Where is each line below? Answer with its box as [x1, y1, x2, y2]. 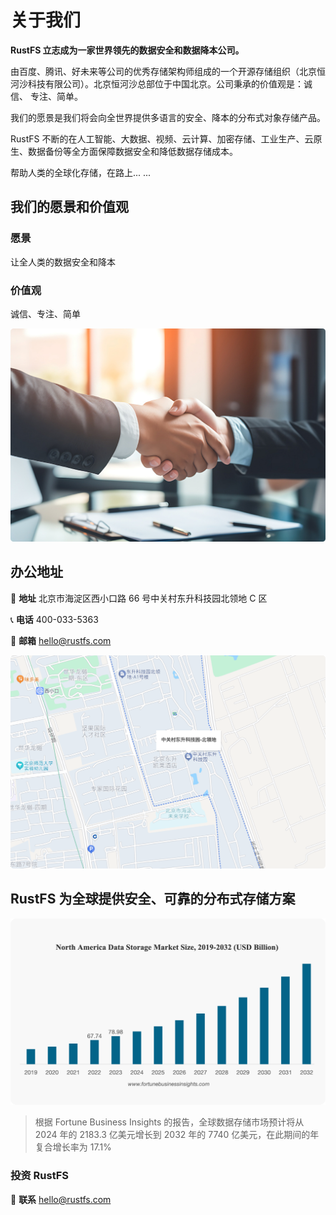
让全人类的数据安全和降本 [10, 256, 116, 268]
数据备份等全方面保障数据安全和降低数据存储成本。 [27, 145, 238, 157]
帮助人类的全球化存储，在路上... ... [10, 166, 152, 178]
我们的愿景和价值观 [10, 199, 129, 216]
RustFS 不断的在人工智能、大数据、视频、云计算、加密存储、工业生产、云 [10, 132, 314, 145]
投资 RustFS [10, 1169, 70, 1183]
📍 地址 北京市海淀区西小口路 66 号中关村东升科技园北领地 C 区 [10, 592, 268, 604]
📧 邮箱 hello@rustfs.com [10, 634, 112, 646]
